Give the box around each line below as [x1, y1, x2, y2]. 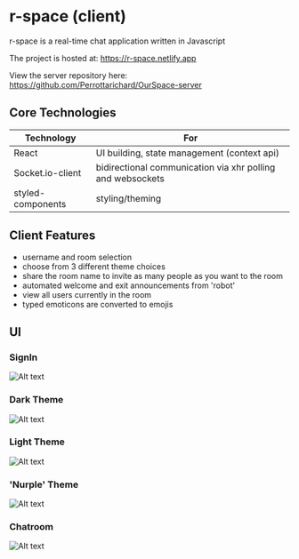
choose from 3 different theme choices [21, 260, 166, 272]
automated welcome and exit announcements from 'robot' [21, 280, 236, 291]
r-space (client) [9, 6, 127, 27]
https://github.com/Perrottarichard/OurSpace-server [9, 79, 203, 90]
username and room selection [21, 252, 133, 262]
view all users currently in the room [21, 289, 152, 299]
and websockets [95, 172, 165, 184]
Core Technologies [9, 105, 117, 121]
